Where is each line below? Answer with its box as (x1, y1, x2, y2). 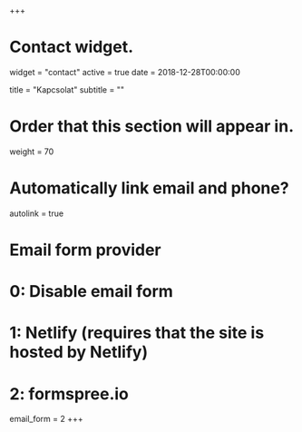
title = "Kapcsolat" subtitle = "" (9, 83, 125, 95)
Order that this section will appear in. (9, 116, 295, 137)
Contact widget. (9, 37, 134, 57)
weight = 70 (9, 146, 54, 157)
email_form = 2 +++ (9, 414, 83, 425)
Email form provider (9, 240, 161, 260)
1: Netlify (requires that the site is (9, 323, 265, 343)
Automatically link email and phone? (9, 178, 289, 199)
